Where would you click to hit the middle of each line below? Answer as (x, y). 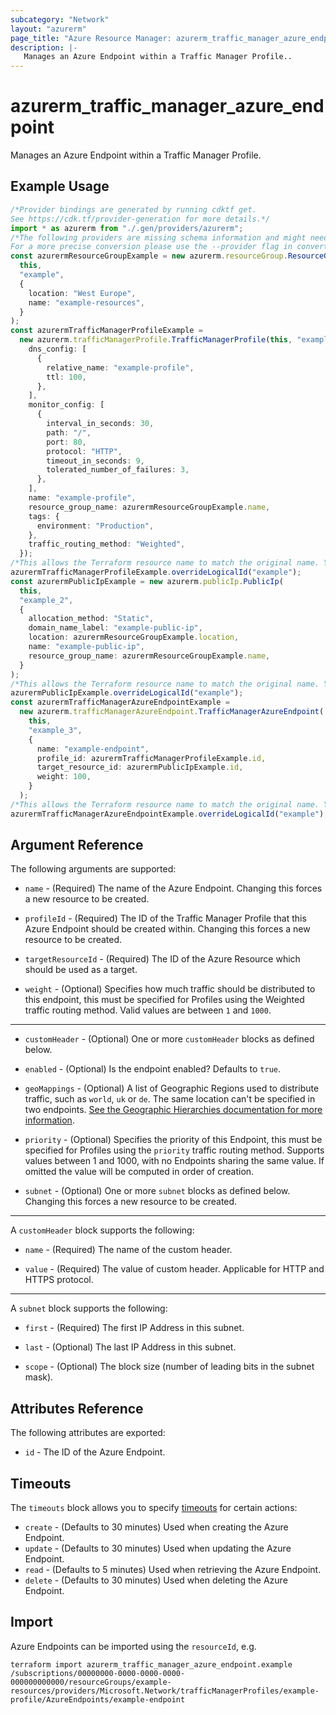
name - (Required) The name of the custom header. (128, 1250)
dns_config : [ (57, 349)
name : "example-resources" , (86, 302)
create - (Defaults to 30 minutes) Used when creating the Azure (156, 1527)
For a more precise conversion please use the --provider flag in (151, 247)
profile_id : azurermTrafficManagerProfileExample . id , (151, 758)
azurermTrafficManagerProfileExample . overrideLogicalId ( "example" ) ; (156, 572)
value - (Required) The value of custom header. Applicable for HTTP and (174, 1269)
